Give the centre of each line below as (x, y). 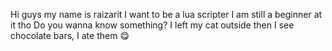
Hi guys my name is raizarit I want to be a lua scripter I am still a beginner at (166, 14)
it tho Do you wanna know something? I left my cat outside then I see (152, 25)
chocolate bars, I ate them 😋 (70, 35)
